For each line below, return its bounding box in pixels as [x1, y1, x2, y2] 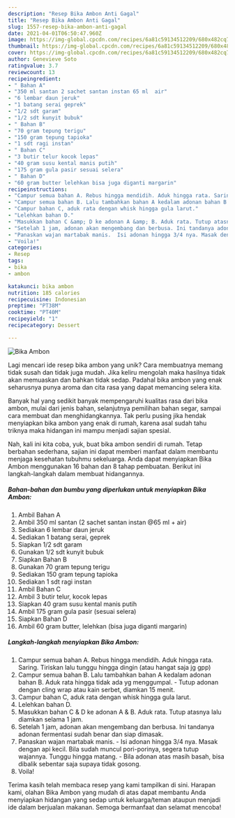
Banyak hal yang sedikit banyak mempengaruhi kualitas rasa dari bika [8, 396, 209, 405]
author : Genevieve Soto [8, 56, 77, 63]
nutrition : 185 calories [8, 289, 80, 296]
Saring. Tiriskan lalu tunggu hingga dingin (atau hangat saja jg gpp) [17, 663, 211, 671]
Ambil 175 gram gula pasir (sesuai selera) [17, 607, 137, 615]
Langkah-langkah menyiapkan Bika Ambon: [8, 638, 139, 647]
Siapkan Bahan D [17, 615, 68, 623]
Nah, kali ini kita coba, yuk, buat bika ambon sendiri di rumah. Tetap [8, 440, 203, 448]
